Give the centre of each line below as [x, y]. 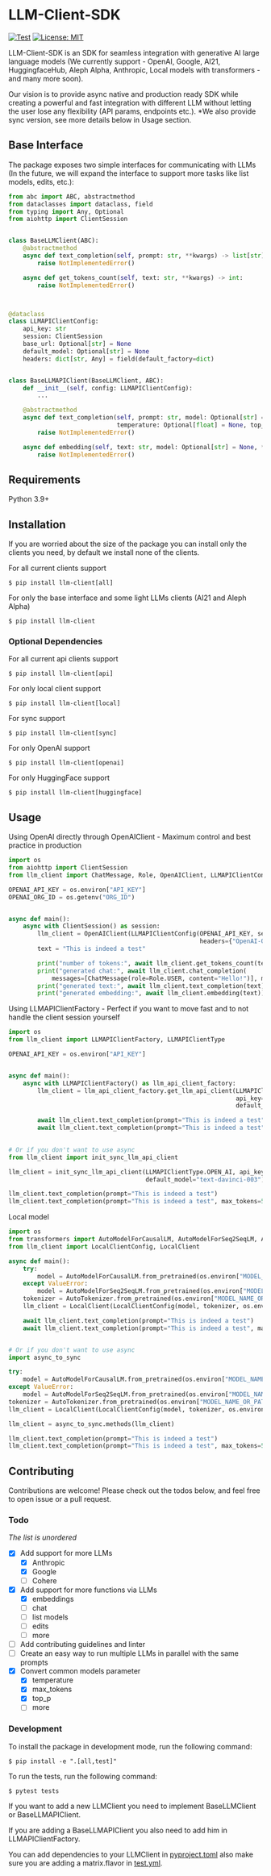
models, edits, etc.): [41, 181]
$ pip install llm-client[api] [61, 674]
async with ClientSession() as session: [92, 926]
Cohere [44, 1580]
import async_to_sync [45, 1357]
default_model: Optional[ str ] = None [86, 351]
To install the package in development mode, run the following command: [130, 1746]
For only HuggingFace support [59, 778]
